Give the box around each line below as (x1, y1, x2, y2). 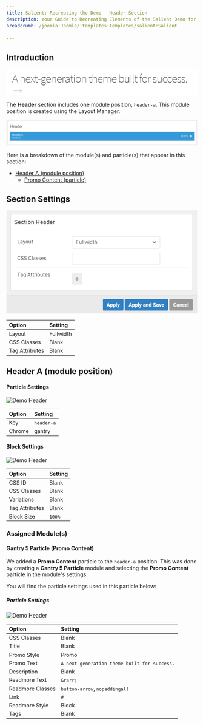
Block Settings (6, 443, 44, 451)
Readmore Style (8, 702, 49, 709)
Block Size (8, 512, 35, 520)
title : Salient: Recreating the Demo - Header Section (6, 10, 148, 16)
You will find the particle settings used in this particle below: (6, 583, 156, 590)
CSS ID (8, 478, 27, 486)
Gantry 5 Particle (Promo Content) (6, 544, 94, 552)
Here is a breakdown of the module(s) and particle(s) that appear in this (6, 152, 185, 159)
